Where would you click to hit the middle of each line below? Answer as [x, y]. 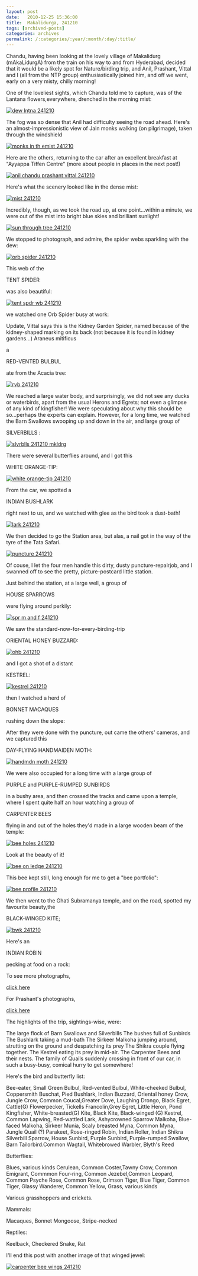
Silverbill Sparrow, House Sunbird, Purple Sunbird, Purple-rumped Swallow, [98, 1138]
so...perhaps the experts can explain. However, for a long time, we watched [98, 415]
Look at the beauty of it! [35, 855]
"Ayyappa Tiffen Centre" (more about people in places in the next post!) [93, 164]
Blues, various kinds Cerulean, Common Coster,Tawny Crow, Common [92, 1167]
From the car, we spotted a [39, 490]
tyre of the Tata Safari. [33, 542]
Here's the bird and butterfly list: [46, 1076]
